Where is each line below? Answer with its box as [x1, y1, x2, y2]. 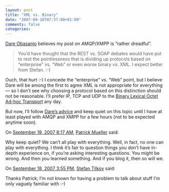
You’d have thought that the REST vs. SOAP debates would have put [17, 51, 162, 57]
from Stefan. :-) [17, 67, 51, 73]
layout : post [5, 7, 33, 13]
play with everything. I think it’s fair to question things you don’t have [5, 144, 150, 151]
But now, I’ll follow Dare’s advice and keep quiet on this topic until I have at [5, 109, 162, 115]
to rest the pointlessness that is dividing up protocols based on [17, 56, 151, 62]
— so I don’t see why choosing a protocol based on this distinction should [5, 88, 161, 94]
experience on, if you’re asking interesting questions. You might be [18, 150, 160, 156]
